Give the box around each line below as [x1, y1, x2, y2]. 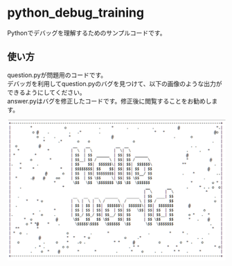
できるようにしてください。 [7, 88, 86, 97]
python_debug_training [7, 5, 144, 21]
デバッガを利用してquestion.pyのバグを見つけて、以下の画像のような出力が [7, 79, 223, 88]
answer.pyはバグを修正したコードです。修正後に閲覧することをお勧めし [7, 97, 213, 105]
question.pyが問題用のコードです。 [7, 71, 107, 79]
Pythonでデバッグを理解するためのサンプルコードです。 [7, 28, 166, 37]
